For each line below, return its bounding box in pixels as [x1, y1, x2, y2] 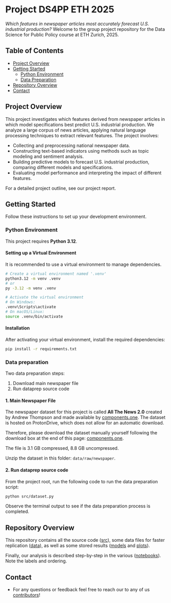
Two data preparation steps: [5, 370, 65, 376]
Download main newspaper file [12, 380, 79, 387]
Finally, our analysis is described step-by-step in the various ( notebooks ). [5, 553, 161, 559]
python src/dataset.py [5, 494, 54, 499]
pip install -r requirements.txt [5, 346, 77, 352]
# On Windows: [5, 300, 36, 305]
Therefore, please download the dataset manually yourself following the [5, 430, 158, 436]
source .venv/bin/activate [5, 314, 63, 319]
